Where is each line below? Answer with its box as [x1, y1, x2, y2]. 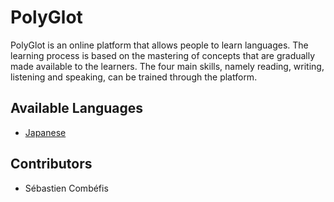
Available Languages [10, 100, 144, 117]
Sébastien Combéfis [24, 182, 109, 194]
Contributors [10, 156, 93, 173]
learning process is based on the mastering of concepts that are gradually [10, 49, 316, 61]
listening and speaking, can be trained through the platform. [10, 71, 258, 83]
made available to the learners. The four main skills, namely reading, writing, [10, 60, 325, 72]
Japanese [24, 126, 67, 138]
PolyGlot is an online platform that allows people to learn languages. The [10, 39, 309, 51]
